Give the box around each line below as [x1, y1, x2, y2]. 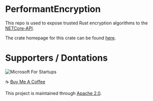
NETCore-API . [5, 25, 34, 31]
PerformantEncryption [5, 3, 101, 15]
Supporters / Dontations [5, 52, 108, 64]
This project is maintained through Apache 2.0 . [5, 90, 102, 96]
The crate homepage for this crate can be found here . [5, 35, 116, 41]
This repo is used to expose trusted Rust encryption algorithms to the [5, 20, 148, 26]
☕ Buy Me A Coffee [5, 79, 45, 85]
